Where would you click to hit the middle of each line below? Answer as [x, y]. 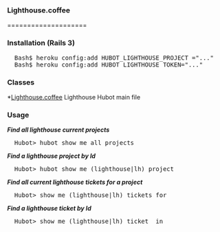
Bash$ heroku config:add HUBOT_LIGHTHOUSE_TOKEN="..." [109, 65]
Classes [21, 82]
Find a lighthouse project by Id [52, 156]
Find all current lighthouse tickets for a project [75, 182]
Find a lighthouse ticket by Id [49, 209]
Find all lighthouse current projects [58, 130]
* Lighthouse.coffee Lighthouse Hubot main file [74, 97]
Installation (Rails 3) [41, 43]
